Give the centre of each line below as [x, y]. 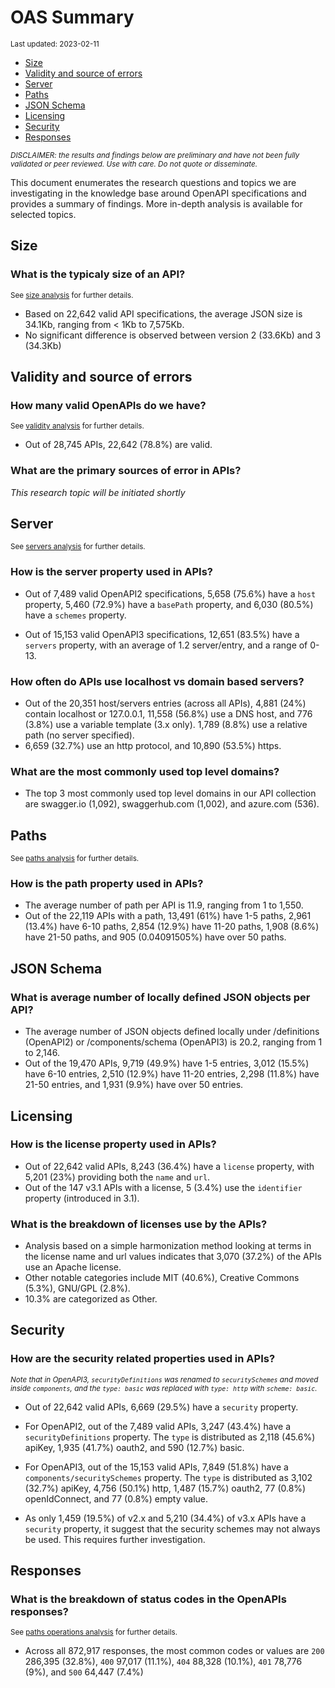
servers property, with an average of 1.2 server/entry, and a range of [166, 645]
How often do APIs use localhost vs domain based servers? [157, 681]
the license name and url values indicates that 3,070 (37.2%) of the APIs [173, 1257]
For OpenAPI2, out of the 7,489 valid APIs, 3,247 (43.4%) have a [157, 1426]
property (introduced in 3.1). [82, 1198]
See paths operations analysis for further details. [94, 1632]
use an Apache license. [73, 1267]
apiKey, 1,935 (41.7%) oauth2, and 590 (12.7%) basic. [134, 1447]
